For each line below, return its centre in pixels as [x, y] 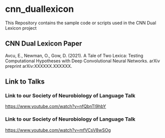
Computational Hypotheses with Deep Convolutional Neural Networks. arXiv [83, 61]
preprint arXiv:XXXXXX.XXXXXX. [39, 66]
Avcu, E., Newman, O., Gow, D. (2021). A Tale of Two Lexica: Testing [74, 55]
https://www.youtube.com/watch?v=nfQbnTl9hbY [56, 106]
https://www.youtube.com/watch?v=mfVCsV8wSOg [58, 130]
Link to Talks [25, 82]
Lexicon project [21, 28]
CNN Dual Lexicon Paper [44, 44]
